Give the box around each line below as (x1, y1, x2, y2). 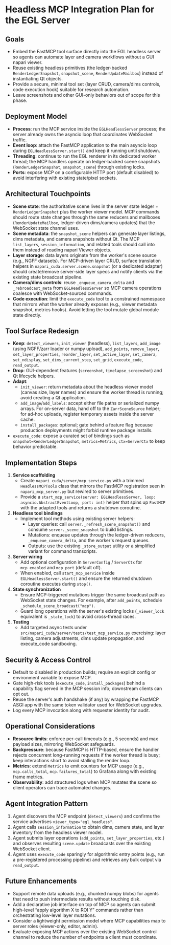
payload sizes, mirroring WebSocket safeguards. (12, 741, 115, 747)
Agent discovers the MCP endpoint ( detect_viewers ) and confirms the (12, 813, 160, 819)
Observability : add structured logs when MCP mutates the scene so (12, 779, 157, 785)
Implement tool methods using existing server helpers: (20, 516, 135, 522)
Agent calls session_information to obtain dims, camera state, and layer (12, 824, 164, 830)
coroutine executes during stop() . (20, 581, 92, 587)
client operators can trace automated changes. (12, 784, 112, 790)
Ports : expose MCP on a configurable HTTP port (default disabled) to (12, 169, 159, 175)
